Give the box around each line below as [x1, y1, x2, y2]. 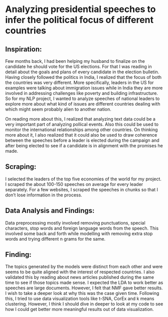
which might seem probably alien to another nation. [5, 107, 112, 112]
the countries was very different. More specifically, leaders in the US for [5, 79, 154, 85]
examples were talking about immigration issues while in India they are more [5, 85, 163, 91]
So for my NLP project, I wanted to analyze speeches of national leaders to [5, 95, 160, 101]
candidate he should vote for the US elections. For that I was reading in [5, 64, 152, 69]
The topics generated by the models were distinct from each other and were [5, 264, 163, 270]
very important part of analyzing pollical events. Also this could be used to [5, 122, 159, 127]
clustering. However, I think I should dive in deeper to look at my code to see [5, 301, 163, 307]
